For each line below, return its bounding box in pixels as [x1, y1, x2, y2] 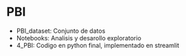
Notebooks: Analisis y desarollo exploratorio [16, 33, 141, 42]
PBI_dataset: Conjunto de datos [16, 27, 106, 35]
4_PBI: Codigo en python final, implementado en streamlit [16, 41, 180, 49]
